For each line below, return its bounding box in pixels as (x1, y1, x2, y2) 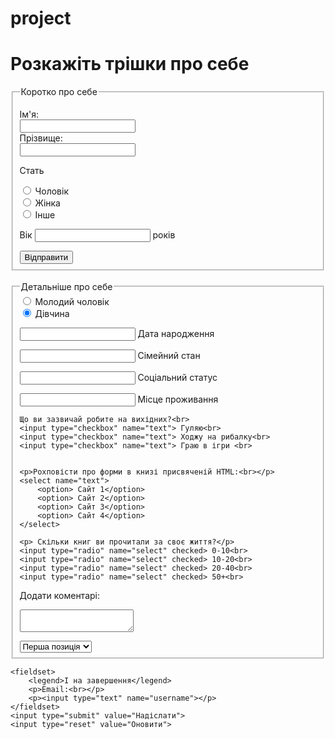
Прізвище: (19, 132, 63, 144)
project (10, 7, 72, 30)
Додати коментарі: (19, 589, 100, 601)
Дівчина (34, 307, 70, 319)
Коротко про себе (20, 86, 98, 98)
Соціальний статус (137, 371, 218, 383)
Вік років (19, 229, 176, 241)
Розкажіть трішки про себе (10, 53, 250, 76)
